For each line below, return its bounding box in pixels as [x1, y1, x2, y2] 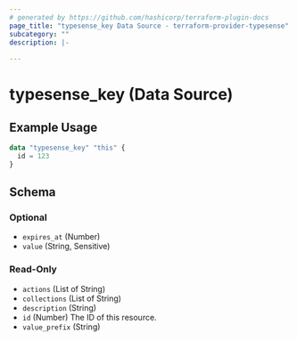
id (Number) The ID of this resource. [21, 312, 158, 322]
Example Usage [9, 119, 98, 134]
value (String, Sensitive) [21, 241, 111, 252]
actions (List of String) [21, 283, 106, 294]
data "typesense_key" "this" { [9, 143, 126, 152]
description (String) [21, 302, 96, 313]
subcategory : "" [9, 29, 70, 38]
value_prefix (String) [21, 321, 101, 332]
